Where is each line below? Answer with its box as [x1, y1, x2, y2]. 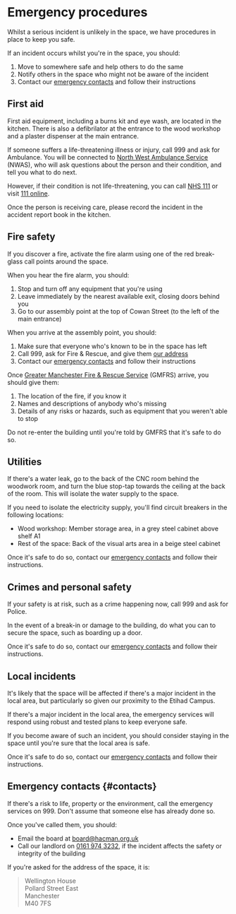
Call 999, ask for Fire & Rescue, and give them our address [17, 349, 189, 357]
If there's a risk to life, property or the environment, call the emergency [7, 799, 213, 807]
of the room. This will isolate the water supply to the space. [7, 489, 180, 498]
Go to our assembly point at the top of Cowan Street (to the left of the [17, 307, 220, 315]
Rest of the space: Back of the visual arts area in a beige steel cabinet [17, 540, 221, 548]
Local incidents [7, 670, 76, 682]
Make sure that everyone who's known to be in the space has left [17, 342, 207, 350]
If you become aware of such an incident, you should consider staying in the [7, 732, 230, 740]
